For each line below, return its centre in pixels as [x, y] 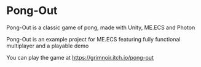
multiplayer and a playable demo [48, 46]
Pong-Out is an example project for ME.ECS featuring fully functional [93, 39]
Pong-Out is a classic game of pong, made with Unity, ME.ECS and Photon [101, 27]
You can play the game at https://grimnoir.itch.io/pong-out [80, 57]
